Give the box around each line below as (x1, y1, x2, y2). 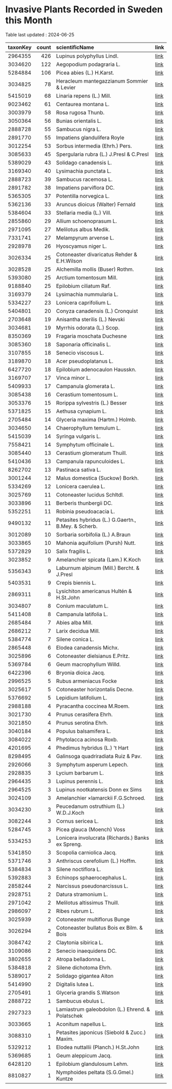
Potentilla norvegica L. (56, 192, 110, 199)
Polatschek (56, 1012, 83, 1019)
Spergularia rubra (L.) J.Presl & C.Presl (56, 151, 149, 158)
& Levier (56, 84, 76, 91)
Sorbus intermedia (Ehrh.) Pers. (56, 142, 132, 150)
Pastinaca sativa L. (56, 466, 101, 473)
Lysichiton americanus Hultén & (56, 587, 132, 595)
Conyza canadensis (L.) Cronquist (56, 307, 138, 315)
